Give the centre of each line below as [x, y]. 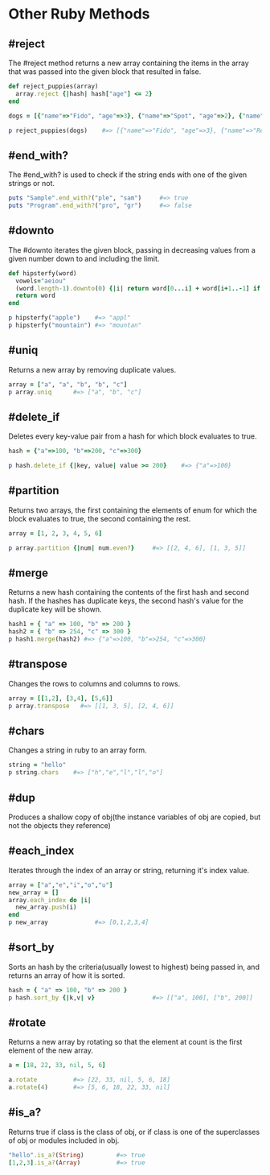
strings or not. [31, 183]
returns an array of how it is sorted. [67, 975]
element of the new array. [51, 1050]
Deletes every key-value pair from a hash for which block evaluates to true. [133, 436]
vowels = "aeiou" [41, 281]
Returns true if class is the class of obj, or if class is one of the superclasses [134, 1132]
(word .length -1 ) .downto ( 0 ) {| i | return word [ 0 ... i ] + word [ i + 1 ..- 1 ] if [138, 288]
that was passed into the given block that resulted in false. [105, 72]
